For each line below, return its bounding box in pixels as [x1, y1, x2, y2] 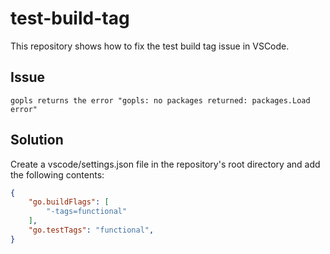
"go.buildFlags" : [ [28, 197, 110, 207]
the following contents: [10, 168, 105, 181]
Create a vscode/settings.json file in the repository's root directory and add [10, 158, 321, 170]
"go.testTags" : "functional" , [28, 225, 155, 236]
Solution [10, 132, 64, 149]
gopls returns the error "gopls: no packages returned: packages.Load [10, 95, 311, 106]
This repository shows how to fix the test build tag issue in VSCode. [10, 40, 290, 52]
